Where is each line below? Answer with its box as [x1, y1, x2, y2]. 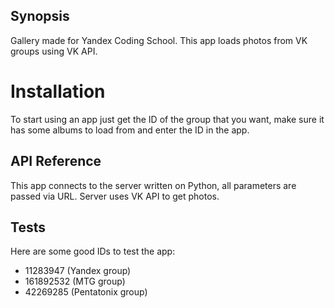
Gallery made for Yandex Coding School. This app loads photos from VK [10, 34, 308, 46]
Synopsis [10, 8, 70, 25]
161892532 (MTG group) [24, 275, 126, 288]
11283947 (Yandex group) [24, 265, 132, 277]
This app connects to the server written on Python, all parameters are [10, 179, 297, 191]
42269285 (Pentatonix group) [24, 286, 148, 298]
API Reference [10, 153, 102, 170]
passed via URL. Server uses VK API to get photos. [10, 190, 220, 202]
